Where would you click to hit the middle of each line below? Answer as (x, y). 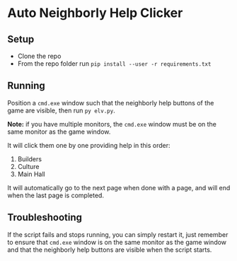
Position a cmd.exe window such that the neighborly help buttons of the (111, 103)
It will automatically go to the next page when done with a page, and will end (119, 187)
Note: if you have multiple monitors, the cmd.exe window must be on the (112, 124)
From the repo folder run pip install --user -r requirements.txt (114, 64)
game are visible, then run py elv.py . (61, 110)
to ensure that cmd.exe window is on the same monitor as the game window (117, 242)
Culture (28, 166)
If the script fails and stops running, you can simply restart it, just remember (118, 234)
